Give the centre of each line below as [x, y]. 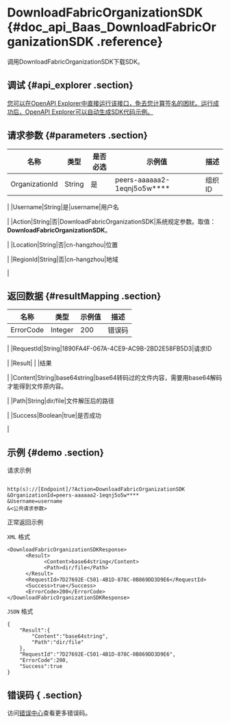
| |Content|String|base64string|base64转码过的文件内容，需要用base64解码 [115, 378]
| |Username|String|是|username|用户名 [63, 206]
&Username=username [35, 501]
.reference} [130, 42]
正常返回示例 [25, 522]
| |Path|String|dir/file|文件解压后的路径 [61, 401]
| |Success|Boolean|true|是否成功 [54, 416]
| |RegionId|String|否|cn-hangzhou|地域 [63, 259]
